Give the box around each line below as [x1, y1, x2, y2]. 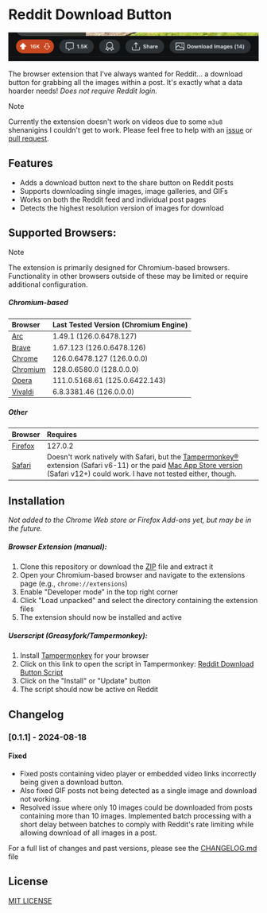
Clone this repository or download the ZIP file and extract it [19, 562, 214, 571]
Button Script [19, 667, 64, 677]
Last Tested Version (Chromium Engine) [52, 320, 188, 330]
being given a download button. [19, 777, 124, 787]
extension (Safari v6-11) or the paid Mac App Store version [46, 461, 243, 470]
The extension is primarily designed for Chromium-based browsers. [8, 262, 230, 272]
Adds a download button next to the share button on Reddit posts [19, 177, 234, 188]
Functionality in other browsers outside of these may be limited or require [8, 271, 249, 280]
